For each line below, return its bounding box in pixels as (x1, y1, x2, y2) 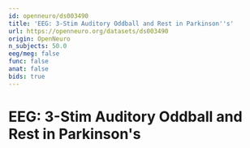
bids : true (8, 72, 45, 81)
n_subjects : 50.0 (8, 42, 67, 50)
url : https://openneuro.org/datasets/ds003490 (8, 27, 169, 35)
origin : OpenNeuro (8, 34, 71, 43)
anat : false (8, 65, 49, 73)
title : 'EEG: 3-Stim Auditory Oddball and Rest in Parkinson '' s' (8, 20, 234, 28)
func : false (8, 58, 49, 66)
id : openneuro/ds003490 (8, 11, 89, 20)
